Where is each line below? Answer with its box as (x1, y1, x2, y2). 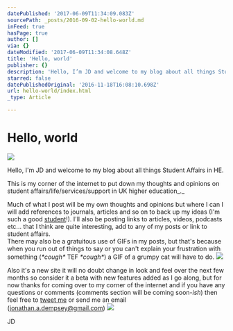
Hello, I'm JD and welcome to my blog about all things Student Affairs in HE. (7, 166, 224, 174)
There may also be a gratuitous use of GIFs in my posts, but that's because (7, 237, 222, 245)
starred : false (7, 74, 51, 82)
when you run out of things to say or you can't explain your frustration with (7, 244, 221, 253)
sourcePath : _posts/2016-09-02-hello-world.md (7, 17, 144, 24)
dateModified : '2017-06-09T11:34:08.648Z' (7, 49, 132, 56)
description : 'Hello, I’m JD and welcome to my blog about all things (7, 68, 216, 75)
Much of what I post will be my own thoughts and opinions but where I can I (7, 200, 224, 208)
